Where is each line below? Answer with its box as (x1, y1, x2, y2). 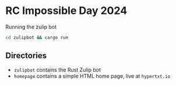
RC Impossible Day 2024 (5, 4, 128, 17)
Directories (5, 51, 47, 61)
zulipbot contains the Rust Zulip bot (13, 66, 101, 73)
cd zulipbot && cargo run (5, 34, 68, 40)
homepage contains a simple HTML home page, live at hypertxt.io (13, 72, 170, 79)
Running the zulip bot (5, 23, 57, 30)
